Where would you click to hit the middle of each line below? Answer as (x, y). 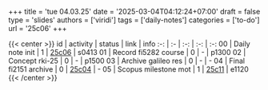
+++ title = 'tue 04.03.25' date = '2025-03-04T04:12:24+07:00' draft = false (134, 12)
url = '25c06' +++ (38, 28)
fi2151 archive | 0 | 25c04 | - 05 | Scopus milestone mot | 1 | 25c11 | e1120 (129, 69)
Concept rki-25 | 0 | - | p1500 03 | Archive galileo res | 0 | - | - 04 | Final (127, 61)
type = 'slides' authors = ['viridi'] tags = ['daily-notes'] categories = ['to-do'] (134, 20)
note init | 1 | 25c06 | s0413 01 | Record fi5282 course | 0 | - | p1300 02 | (127, 52)
